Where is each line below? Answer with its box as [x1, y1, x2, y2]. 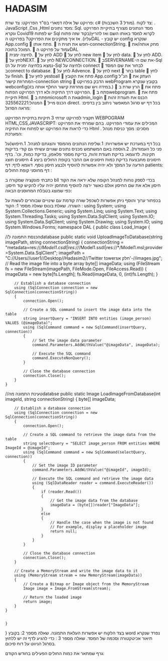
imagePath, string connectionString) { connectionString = [5, 239, 124, 245]
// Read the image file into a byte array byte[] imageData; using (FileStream [5, 260, 160, 266]
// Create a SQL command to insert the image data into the [23, 307, 151, 312]
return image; [23, 599, 53, 604]
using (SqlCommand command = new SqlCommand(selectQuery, [23, 450, 147, 455]
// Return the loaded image [23, 595, 82, 600]
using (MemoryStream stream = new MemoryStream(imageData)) [14, 573, 142, 578]
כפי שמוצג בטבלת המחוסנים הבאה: [5, 187, 72, 193]
